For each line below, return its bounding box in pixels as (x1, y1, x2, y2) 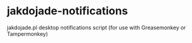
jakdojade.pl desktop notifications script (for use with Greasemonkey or (7, 24, 186, 31)
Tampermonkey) (7, 30, 48, 37)
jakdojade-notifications (7, 4, 128, 18)
